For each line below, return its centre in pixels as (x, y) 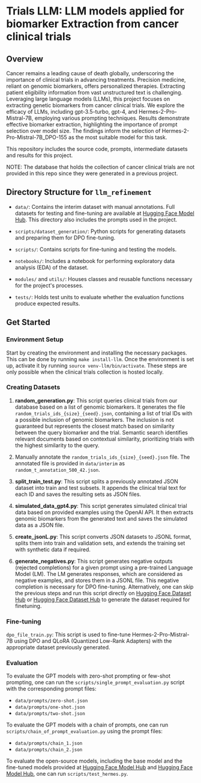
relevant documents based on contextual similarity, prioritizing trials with (105, 439)
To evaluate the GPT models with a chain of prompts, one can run (87, 725)
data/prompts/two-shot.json (50, 714)
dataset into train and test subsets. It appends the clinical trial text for (100, 487)
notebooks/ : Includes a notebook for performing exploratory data (95, 261)
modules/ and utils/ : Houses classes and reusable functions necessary (103, 279)
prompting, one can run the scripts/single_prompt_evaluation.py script (95, 682)
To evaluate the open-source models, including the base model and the (94, 761)
